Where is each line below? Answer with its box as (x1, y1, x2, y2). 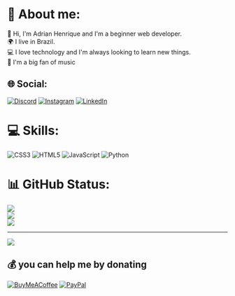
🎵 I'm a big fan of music (7, 57, 76, 66)
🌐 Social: (7, 78, 48, 90)
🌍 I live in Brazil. (7, 37, 55, 45)
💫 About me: (7, 6, 80, 22)
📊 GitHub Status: (7, 176, 110, 192)
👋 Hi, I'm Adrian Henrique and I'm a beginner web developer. (7, 29, 182, 38)
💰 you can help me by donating (7, 259, 147, 271)
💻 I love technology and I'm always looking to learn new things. (7, 48, 191, 56)
